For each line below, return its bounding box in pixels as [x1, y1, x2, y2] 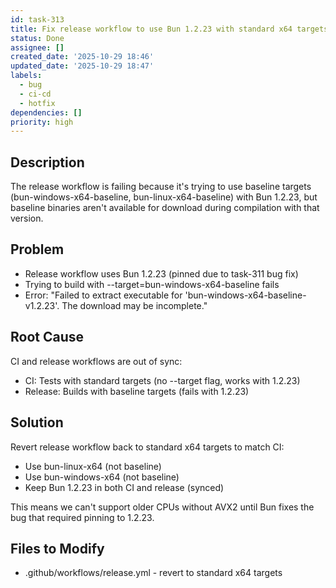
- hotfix [19, 98, 56, 108]
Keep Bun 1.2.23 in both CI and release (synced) [24, 481, 225, 493]
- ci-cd [19, 89, 52, 99]
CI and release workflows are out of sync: [10, 355, 183, 367]
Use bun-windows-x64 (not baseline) [24, 471, 180, 483]
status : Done [10, 33, 65, 43]
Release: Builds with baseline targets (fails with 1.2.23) [24, 385, 250, 397]
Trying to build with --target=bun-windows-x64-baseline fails [24, 278, 280, 290]
